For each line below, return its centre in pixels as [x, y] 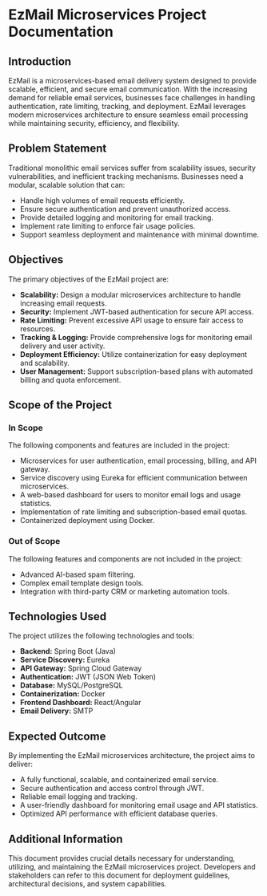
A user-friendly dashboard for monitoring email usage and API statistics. [139, 805]
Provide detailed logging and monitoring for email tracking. [117, 217]
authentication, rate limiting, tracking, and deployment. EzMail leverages [127, 106]
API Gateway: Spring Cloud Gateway [81, 668]
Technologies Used [57, 616]
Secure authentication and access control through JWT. [112, 789]
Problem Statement [58, 149]
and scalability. [44, 363]
